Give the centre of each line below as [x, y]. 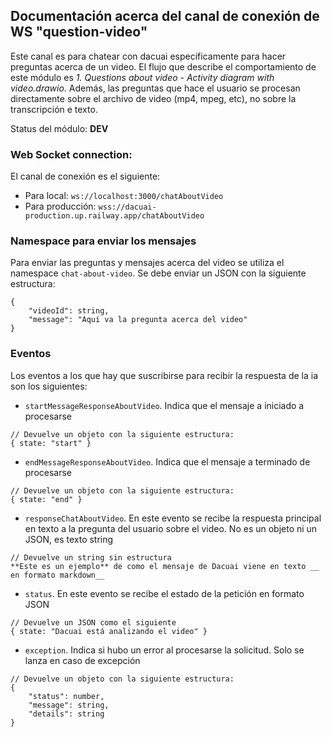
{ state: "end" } [46, 499]
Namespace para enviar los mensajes [103, 241]
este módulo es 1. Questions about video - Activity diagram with [142, 77]
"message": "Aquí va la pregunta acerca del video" [138, 320]
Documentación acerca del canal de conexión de [165, 16]
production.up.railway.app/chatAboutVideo [114, 216]
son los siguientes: [49, 386]
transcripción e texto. [54, 109]
